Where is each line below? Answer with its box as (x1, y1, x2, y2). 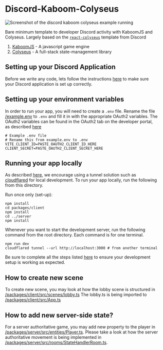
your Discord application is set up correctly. (5, 81, 92, 87)
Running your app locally (5, 159, 82, 167)
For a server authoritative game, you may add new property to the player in (5, 324, 156, 330)
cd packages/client (5, 206, 45, 211)
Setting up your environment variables (5, 95, 124, 103)
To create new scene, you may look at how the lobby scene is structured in (5, 287, 156, 292)
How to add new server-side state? (5, 311, 113, 319)
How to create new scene (5, 273, 84, 282)
